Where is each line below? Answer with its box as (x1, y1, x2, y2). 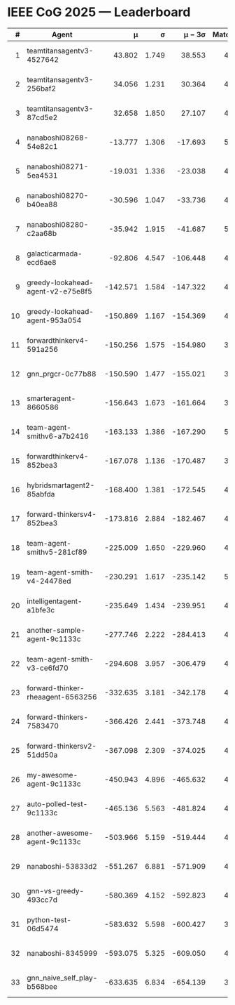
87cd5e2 (27, 112, 58, 122)
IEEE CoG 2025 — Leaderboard (7, 4, 191, 20)
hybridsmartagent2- (27, 480, 95, 490)
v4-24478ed (27, 576, 71, 586)
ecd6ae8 (27, 257, 57, 267)
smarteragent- (27, 393, 76, 403)
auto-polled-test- (27, 799, 88, 808)
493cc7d (27, 895, 58, 905)
